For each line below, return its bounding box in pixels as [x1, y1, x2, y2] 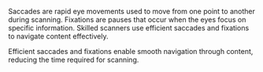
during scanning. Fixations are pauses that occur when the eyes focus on [8, 15, 246, 24]
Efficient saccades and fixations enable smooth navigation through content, [8, 47, 254, 56]
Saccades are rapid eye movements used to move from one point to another [8, 7, 256, 16]
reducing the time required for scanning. [8, 55, 139, 64]
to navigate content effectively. [8, 31, 109, 41]
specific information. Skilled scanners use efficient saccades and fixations [8, 23, 250, 32]
